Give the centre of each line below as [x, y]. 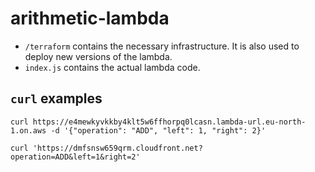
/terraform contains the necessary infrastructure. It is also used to [162, 46]
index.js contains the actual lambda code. [112, 67]
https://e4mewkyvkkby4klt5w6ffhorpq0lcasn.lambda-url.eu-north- [169, 122]
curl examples [56, 98]
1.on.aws [28, 130]
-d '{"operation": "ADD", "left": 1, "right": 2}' [158, 130]
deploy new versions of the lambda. [98, 56]
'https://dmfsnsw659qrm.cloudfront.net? [117, 148]
